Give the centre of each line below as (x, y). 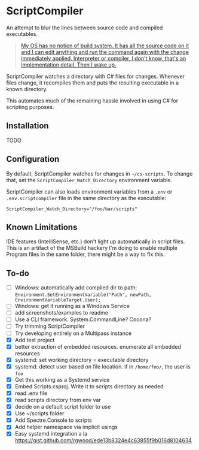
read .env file (31, 393)
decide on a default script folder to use (63, 407)
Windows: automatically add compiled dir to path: (76, 288)
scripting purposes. (30, 107)
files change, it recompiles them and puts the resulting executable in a (93, 83)
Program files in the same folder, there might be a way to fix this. (86, 254)
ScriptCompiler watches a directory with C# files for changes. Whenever (96, 76)
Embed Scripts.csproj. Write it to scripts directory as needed (89, 386)
